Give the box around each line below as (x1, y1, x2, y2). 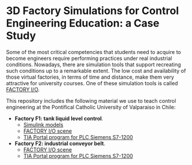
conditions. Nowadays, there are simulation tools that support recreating (6, 60, 181, 68)
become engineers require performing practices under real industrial (6, 55, 172, 62)
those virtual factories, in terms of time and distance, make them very (6, 73, 174, 80)
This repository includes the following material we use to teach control (6, 97, 176, 104)
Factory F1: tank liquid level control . (14, 115, 104, 122)
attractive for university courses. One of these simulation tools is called (6, 79, 178, 86)
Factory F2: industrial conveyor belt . (14, 140, 106, 147)
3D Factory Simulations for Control (6, 4, 179, 18)
